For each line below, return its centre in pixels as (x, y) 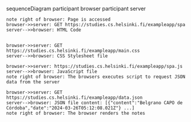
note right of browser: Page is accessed (58, 20)
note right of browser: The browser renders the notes (76, 113)
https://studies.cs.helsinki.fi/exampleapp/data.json (75, 98)
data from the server (33, 82)
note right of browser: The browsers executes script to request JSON (96, 77)
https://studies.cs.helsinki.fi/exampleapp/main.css (73, 51)
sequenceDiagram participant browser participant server (76, 9)
